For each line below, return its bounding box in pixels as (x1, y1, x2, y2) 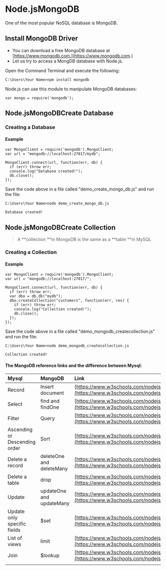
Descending (7, 439, 36, 445)
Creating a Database (5, 124, 55, 131)
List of (7, 535, 22, 542)
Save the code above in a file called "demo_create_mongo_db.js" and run (5, 186, 154, 192)
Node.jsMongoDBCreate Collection (5, 223, 116, 232)
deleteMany (40, 465, 68, 472)
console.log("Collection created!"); (14, 307, 92, 312)
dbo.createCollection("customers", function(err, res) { (9, 298, 129, 303)
